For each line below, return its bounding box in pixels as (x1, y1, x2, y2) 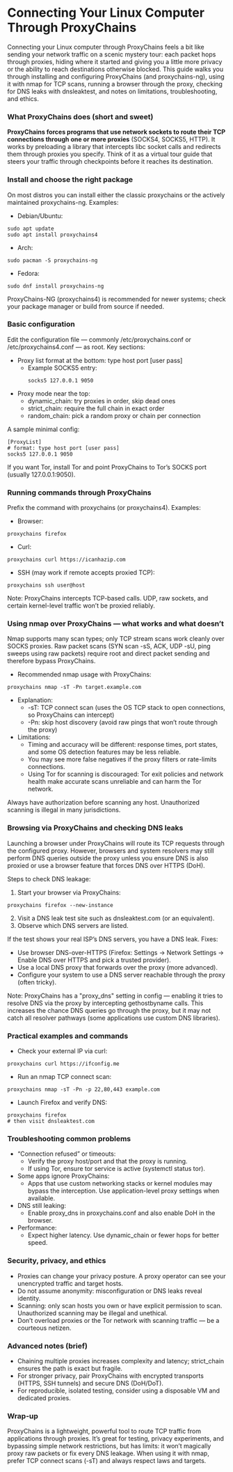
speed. (27, 1239, 48, 1247)
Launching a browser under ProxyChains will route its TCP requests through (7, 839, 225, 847)
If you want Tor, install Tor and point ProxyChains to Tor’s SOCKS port (7, 463, 207, 471)
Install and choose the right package (7, 175, 134, 185)
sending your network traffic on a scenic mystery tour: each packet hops (7, 50, 216, 59)
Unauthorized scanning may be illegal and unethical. (17, 1308, 168, 1317)
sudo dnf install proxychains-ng (7, 282, 104, 290)
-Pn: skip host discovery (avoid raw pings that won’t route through (27, 718, 218, 727)
